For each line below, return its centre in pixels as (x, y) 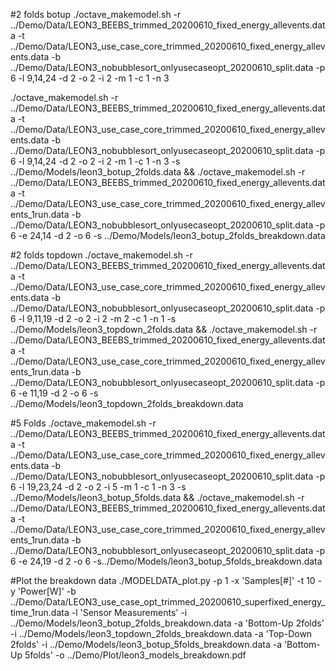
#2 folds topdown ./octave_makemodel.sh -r (101, 255)
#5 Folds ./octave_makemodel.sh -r (83, 423)
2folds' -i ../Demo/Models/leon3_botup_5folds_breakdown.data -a (146, 644)
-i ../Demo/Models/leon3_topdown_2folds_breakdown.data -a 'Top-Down (161, 633)
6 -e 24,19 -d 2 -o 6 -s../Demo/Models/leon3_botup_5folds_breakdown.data (166, 561)
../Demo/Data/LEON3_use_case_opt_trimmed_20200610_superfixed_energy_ (168, 602)
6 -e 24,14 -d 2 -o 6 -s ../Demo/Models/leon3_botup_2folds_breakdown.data (168, 235)
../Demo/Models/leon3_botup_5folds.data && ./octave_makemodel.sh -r (157, 497)
